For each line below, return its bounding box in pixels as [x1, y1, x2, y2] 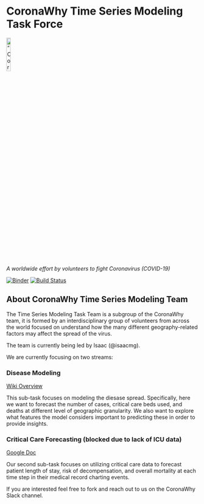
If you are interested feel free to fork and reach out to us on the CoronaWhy [6, 485, 196, 493]
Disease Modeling [6, 368, 61, 377]
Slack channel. [6, 492, 44, 499]
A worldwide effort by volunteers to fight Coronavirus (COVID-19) [6, 264, 171, 272]
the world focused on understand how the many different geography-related [6, 323, 198, 331]
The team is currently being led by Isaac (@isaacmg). [6, 342, 141, 349]
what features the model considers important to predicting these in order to [6, 413, 195, 421]
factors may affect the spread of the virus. [6, 330, 113, 337]
